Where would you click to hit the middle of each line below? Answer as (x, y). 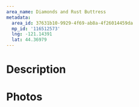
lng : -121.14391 (32, 34)
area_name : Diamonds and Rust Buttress (56, 12)
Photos (24, 97)
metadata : (19, 17)
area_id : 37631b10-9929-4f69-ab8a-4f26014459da (73, 23)
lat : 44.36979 (29, 40)
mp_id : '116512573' (36, 29)
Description (36, 69)
